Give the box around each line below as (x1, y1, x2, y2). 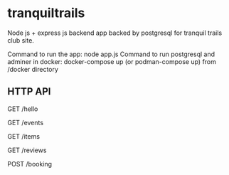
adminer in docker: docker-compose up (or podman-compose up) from (7, 57, 217, 65)
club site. (7, 36, 34, 44)
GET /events (7, 118, 44, 127)
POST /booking (7, 159, 52, 168)
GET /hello (7, 105, 38, 113)
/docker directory (7, 65, 59, 73)
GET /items (7, 132, 41, 140)
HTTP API (7, 85, 51, 97)
